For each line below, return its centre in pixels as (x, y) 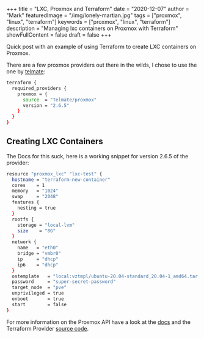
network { (24, 242)
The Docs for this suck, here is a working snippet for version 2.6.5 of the (97, 156)
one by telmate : (26, 72)
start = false (39, 304)
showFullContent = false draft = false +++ (59, 35)
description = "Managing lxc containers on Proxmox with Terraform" (92, 28)
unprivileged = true (38, 293)
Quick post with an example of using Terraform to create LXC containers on (101, 46)
